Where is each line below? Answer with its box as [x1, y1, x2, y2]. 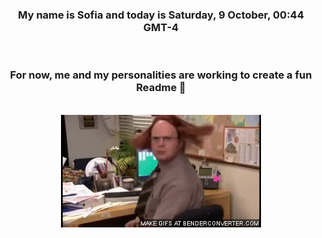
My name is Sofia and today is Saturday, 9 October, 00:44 [17, 8, 305, 22]
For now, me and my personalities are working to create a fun [9, 68, 313, 82]
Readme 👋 [136, 81, 186, 95]
